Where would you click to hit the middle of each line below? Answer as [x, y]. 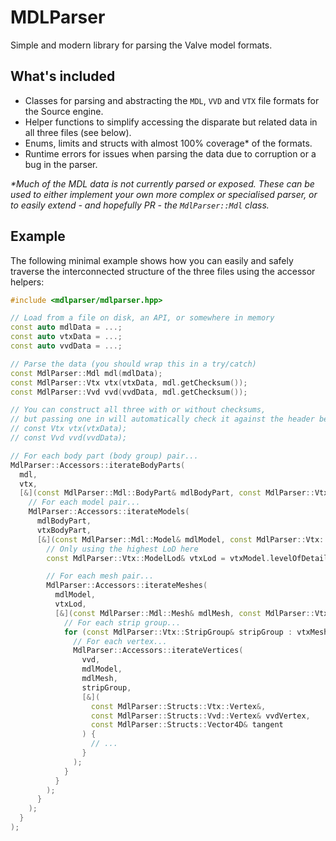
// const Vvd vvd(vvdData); [69, 438]
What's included [63, 76]
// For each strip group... [122, 622]
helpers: [27, 282]
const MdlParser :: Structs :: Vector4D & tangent [187, 725]
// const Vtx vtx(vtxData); [69, 429]
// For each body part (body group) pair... [104, 456]
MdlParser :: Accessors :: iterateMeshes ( [127, 586]
